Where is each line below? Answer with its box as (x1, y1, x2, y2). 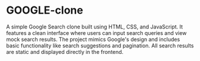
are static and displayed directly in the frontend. (6, 48, 124, 55)
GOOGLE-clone (6, 4, 83, 17)
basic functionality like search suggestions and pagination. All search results (6, 42, 194, 49)
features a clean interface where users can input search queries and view (6, 29, 187, 36)
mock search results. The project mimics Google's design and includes (6, 36, 180, 43)
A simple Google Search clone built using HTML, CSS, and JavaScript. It (6, 23, 183, 30)
